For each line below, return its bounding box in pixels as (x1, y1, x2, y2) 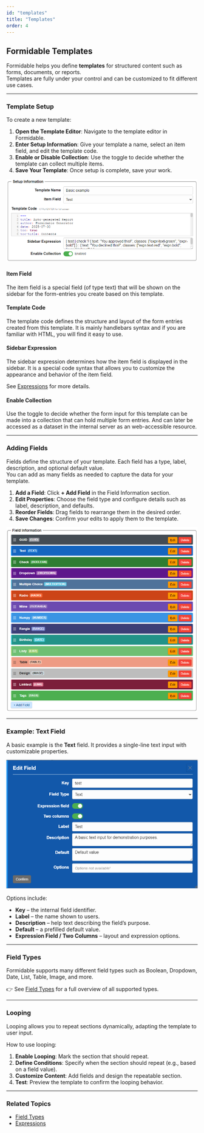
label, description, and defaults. (15, 502, 95, 509)
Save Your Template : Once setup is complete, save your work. (15, 167, 172, 174)
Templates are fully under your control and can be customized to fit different (6, 75, 197, 82)
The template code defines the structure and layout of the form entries (6, 317, 183, 325)
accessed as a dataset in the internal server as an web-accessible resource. (6, 423, 197, 430)
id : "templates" (6, 10, 47, 16)
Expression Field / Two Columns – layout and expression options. (15, 932, 180, 940)
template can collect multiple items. (15, 160, 104, 167)
